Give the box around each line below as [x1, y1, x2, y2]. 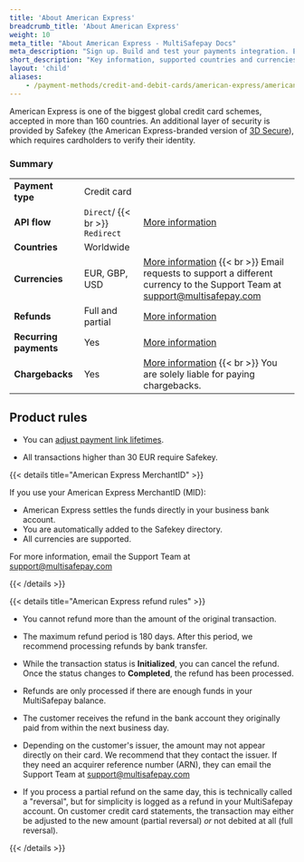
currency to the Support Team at [143, 278, 282, 290]
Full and [83, 304, 118, 317]
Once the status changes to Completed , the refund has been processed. [22, 668, 294, 679]
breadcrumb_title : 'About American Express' [9, 22, 180, 31]
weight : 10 [9, 30, 51, 39]
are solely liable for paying [143, 367, 255, 380]
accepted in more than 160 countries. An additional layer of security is [9, 115, 271, 126]
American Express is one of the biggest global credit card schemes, [9, 105, 262, 116]
